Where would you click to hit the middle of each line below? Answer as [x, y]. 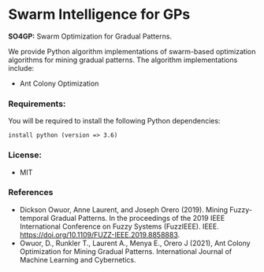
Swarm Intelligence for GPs [99, 15]
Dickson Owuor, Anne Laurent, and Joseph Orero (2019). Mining [124, 209]
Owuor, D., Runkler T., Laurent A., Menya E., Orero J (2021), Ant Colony [135, 243]
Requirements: [37, 104]
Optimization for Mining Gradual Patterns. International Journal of [126, 251]
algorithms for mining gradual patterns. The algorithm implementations [123, 60]
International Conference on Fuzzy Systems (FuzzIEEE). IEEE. [119, 226]
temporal [34, 218]
